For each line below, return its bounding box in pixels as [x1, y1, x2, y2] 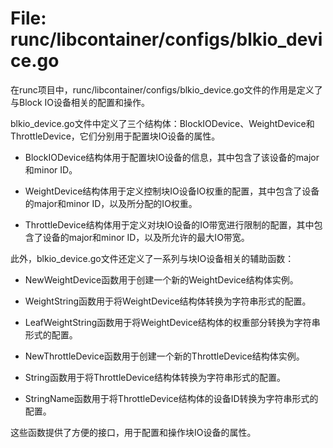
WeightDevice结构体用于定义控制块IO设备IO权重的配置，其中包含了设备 [24, 185, 320, 197]
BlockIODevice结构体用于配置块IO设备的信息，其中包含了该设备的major [24, 151, 320, 163]
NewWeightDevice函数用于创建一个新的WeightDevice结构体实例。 [24, 273, 299, 286]
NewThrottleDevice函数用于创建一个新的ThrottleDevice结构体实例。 [24, 350, 305, 362]
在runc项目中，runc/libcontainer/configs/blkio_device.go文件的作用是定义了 [10, 83, 323, 96]
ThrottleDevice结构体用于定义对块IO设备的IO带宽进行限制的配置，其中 [24, 218, 315, 231]
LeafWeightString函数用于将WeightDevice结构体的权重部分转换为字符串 [24, 316, 321, 328]
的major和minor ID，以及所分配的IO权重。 [24, 197, 198, 209]
